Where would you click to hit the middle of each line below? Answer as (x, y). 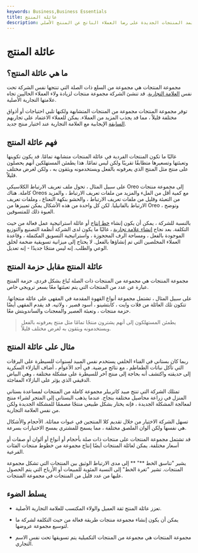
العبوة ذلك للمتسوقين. (31, 212)
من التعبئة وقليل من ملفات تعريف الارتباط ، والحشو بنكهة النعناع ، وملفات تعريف (93, 199)
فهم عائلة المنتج (32, 142)
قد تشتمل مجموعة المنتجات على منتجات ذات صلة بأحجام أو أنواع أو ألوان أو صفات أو (99, 439)
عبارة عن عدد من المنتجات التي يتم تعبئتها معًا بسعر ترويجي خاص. (78, 287)
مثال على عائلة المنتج (41, 347)
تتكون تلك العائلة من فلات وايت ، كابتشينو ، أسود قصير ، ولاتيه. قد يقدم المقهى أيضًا (97, 304)
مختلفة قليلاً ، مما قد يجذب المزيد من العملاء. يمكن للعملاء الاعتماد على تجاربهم (92, 118)
